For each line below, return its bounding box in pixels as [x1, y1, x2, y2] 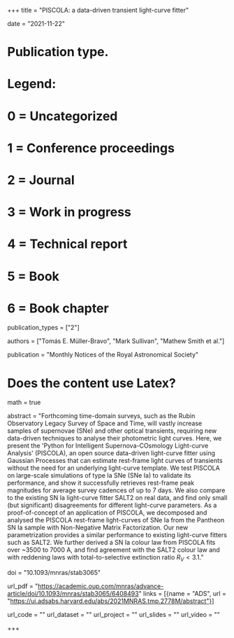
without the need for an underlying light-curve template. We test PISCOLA [7, 464, 220, 472]
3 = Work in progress [7, 204, 131, 220]
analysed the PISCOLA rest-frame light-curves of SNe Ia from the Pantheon [7, 516, 225, 525]
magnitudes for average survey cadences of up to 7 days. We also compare [7, 486, 226, 494]
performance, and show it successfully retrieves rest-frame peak [7, 479, 194, 487]
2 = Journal [7, 172, 75, 188]
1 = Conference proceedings [7, 140, 175, 156]
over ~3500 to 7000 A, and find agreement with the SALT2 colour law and [7, 546, 220, 554]
